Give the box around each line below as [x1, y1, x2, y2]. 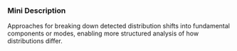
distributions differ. [7, 37, 63, 45]
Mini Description [7, 6, 66, 16]
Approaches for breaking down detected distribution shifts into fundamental [7, 22, 230, 30]
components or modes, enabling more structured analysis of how [7, 29, 199, 38]
